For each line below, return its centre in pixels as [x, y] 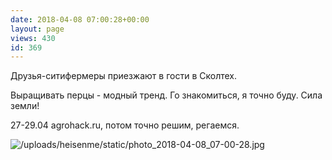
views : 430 [33, 38]
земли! [25, 106]
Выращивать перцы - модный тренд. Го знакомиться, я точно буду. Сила [166, 95]
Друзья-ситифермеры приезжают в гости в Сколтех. [124, 76]
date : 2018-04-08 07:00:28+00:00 [80, 19]
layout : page [37, 29]
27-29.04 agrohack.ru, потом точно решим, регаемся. [125, 125]
